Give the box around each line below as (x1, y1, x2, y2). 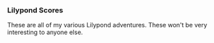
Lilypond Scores (7, 5, 64, 15)
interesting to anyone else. (7, 28, 83, 36)
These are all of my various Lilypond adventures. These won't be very (7, 21, 208, 29)
